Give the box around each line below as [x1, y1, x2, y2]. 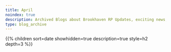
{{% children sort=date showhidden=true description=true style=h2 [5, 36, 148, 42]
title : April [5, 7, 33, 13]
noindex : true [5, 12, 36, 17]
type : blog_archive [5, 21, 47, 27]
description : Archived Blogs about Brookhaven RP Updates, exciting [5, 17, 154, 22]
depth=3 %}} [5, 41, 33, 47]
